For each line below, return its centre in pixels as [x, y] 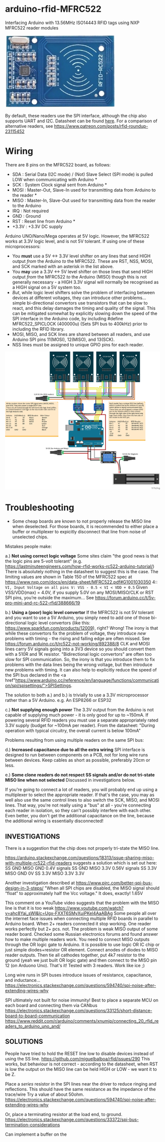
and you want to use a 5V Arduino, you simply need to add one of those [78, 618]
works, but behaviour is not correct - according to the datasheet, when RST [82, 1064]
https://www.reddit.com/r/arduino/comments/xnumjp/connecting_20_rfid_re [82, 1021]
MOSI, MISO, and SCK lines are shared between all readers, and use [81, 334]
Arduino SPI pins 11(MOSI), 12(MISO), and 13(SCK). [63, 339]
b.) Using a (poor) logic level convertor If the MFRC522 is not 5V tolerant [80, 613]
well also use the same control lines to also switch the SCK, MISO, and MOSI [82, 800]
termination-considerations [33, 1125]
